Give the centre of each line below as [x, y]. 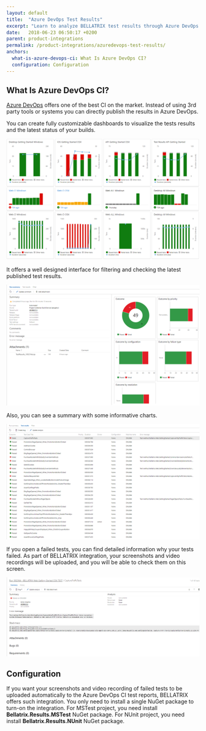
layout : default [27, 13]
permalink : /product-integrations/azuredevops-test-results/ [86, 45]
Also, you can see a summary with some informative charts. [82, 415]
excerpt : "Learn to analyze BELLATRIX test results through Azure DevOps [103, 26]
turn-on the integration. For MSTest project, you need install [82, 708]
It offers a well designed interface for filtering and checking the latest [94, 269]
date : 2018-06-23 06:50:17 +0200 [52, 33]
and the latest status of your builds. [51, 130]
